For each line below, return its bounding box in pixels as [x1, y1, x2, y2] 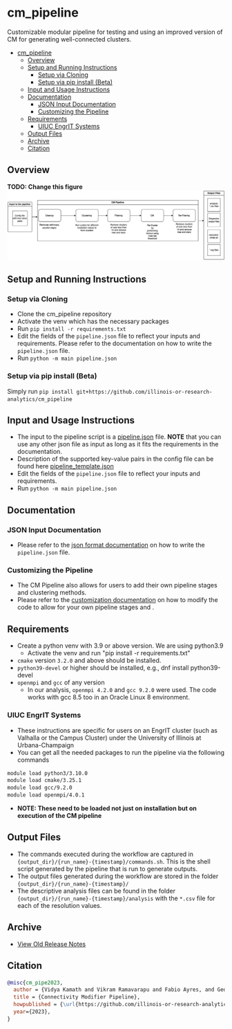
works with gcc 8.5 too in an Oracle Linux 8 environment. [27, 693, 190, 702]
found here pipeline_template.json [17, 462, 114, 471]
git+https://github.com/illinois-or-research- [76, 388, 213, 395]
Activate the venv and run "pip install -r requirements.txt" [27, 649, 191, 657]
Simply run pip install [7, 387, 74, 395]
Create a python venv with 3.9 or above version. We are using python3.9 [17, 641, 224, 650]
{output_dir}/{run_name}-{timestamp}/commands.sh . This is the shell [17, 857, 211, 866]
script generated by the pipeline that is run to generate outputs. [17, 864, 198, 873]
